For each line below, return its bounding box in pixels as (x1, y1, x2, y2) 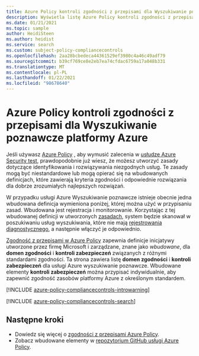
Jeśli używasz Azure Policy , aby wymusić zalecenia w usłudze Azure (6, 151, 176, 158)
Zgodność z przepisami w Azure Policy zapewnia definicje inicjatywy (6, 237, 175, 244)
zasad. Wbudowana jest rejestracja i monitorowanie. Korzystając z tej (6, 206, 176, 214)
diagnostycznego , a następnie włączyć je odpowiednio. (6, 225, 142, 232)
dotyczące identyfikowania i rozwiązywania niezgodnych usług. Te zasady (6, 163, 188, 170)
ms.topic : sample (6, 25, 49, 31)
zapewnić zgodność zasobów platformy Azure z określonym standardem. (6, 274, 186, 282)
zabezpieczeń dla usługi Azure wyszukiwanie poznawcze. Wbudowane (6, 262, 181, 269)
